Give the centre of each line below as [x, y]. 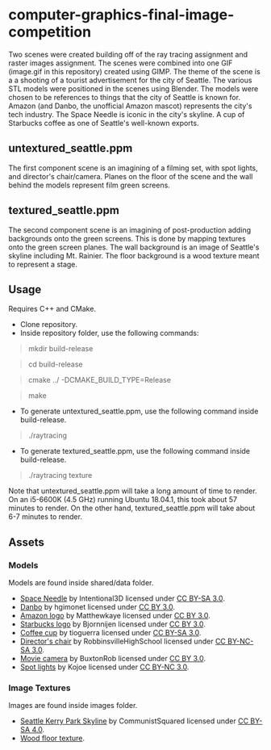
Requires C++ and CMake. [52, 309]
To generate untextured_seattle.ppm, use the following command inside [139, 411]
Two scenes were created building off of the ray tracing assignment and [128, 54]
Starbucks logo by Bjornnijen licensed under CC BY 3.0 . [113, 624]
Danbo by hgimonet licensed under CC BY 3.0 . [98, 607]
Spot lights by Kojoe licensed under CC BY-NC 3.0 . [104, 667]
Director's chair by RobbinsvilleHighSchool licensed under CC [123, 641]
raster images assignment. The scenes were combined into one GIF [121, 63]
